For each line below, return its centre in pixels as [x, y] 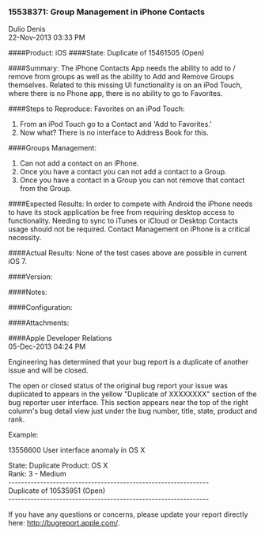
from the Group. [46, 189]
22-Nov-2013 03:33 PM [47, 37]
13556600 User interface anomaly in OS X [77, 450]
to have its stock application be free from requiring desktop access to [121, 212]
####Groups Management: [53, 148]
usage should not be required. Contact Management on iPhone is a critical [129, 229]
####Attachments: [39, 323]
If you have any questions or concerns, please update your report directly [128, 514]
